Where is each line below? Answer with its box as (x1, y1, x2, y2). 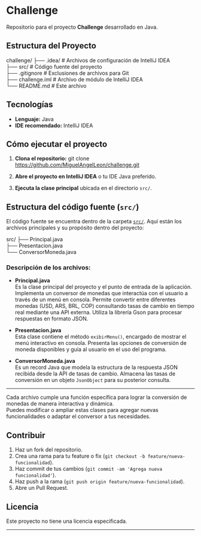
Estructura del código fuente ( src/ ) (6, 202, 139, 212)
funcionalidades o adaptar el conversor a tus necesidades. (6, 413, 151, 420)
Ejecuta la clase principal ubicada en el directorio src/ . (14, 184, 153, 192)
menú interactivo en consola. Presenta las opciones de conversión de (14, 340, 187, 347)
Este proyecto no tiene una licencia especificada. (6, 517, 127, 525)
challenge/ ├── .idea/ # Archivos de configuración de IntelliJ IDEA (6, 56, 170, 63)
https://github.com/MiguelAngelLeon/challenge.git (14, 161, 139, 168)
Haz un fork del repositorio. (14, 446, 83, 453)
